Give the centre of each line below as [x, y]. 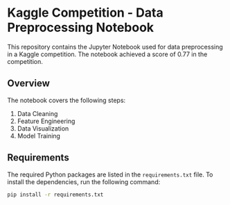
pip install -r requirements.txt [55, 195]
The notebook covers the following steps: [67, 100]
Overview [29, 84]
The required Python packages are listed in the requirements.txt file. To [110, 174]
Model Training [39, 136]
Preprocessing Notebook [81, 27]
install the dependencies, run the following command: [84, 181]
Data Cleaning [37, 113]
